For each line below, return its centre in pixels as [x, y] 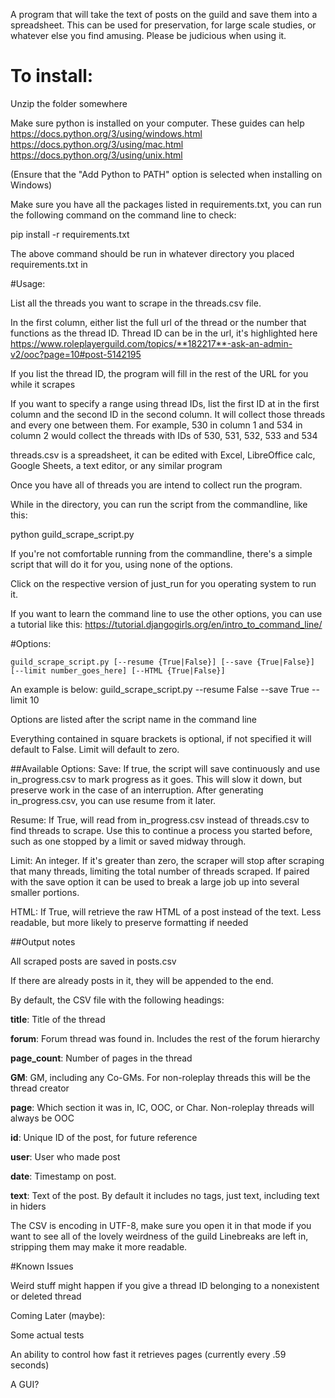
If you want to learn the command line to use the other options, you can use [166, 613]
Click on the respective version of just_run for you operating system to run [163, 583]
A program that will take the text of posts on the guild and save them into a [164, 14]
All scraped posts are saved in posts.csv [93, 961]
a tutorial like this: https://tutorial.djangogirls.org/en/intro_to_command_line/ [166, 624]
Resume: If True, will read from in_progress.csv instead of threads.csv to [160, 820]
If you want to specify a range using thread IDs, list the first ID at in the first [165, 403]
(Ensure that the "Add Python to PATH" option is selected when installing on [166, 174]
